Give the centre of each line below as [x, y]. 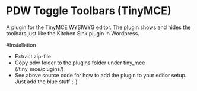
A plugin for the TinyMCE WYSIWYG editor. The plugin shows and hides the [99, 27]
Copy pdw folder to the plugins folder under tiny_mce [80, 63]
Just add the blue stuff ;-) [46, 82]
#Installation [21, 45]
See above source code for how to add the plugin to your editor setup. [101, 75]
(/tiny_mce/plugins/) [39, 69]
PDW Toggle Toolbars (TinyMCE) [89, 11]
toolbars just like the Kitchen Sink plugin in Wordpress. [73, 33]
